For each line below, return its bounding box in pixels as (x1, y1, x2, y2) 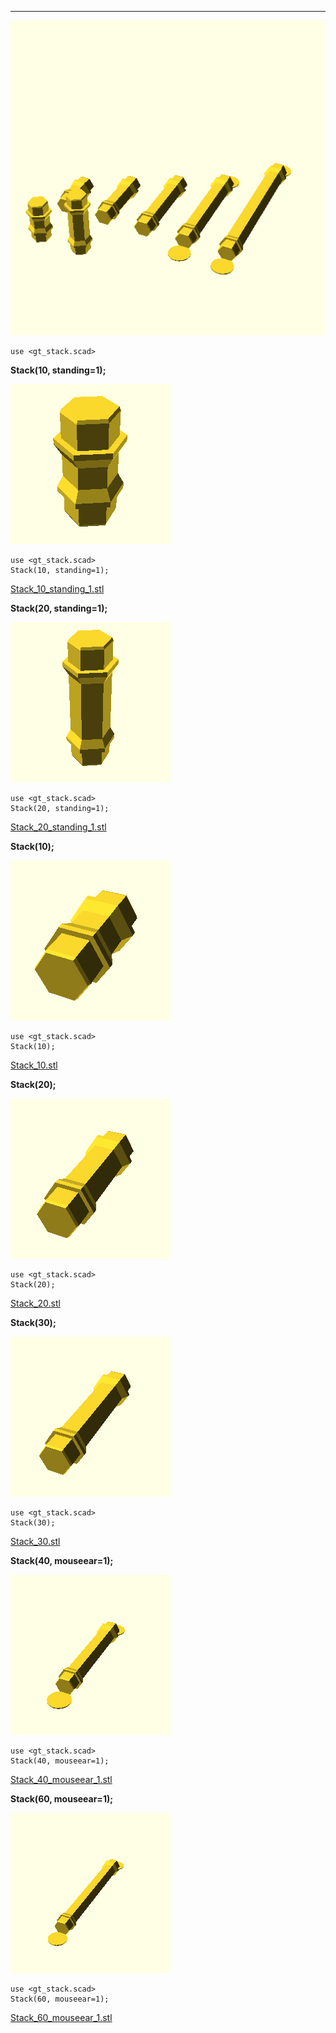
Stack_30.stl (10, 1536, 61, 1547)
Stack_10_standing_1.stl (10, 583, 105, 595)
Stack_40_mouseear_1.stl (10, 1774, 113, 1785)
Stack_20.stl (10, 1297, 61, 1309)
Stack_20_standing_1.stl (10, 821, 107, 833)
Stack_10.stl (10, 1059, 58, 1071)
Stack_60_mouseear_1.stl (10, 2012, 113, 2023)
